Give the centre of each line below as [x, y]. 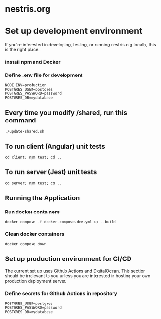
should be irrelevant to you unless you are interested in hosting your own [78, 276]
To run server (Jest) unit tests [51, 172]
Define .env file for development [44, 75]
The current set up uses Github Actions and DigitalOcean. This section [75, 271]
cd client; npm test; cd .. [33, 157]
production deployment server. [36, 281]
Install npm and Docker [33, 62]
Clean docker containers [35, 234]
